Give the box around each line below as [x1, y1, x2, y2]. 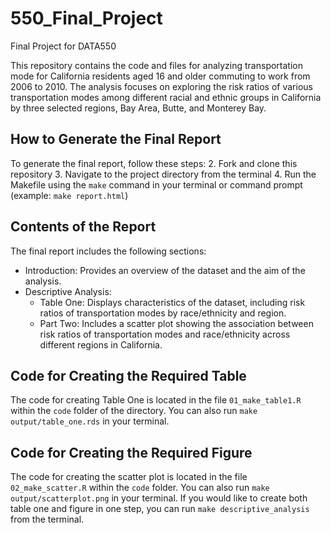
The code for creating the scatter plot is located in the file [10, 471, 248, 483]
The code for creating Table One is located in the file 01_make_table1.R [10, 394, 302, 406]
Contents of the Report [10, 218, 157, 236]
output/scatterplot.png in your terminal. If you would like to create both [10, 492, 308, 504]
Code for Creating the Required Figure [10, 444, 253, 461]
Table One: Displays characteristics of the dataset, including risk [39, 296, 306, 308]
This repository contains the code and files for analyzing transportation [10, 59, 303, 71]
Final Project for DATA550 [10, 40, 117, 52]
